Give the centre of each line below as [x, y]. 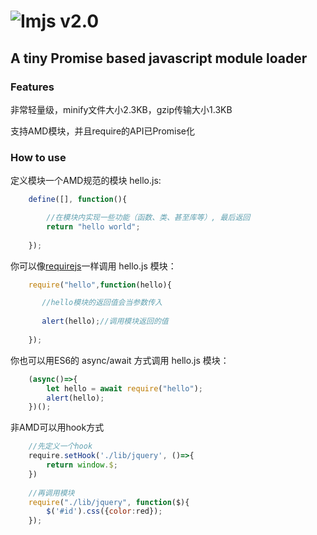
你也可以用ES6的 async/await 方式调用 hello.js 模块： [120, 360]
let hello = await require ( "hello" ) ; [124, 388]
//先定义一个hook [60, 446]
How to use [38, 157]
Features [32, 87]
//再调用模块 [51, 493]
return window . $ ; [82, 465]
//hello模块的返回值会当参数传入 [102, 303]
